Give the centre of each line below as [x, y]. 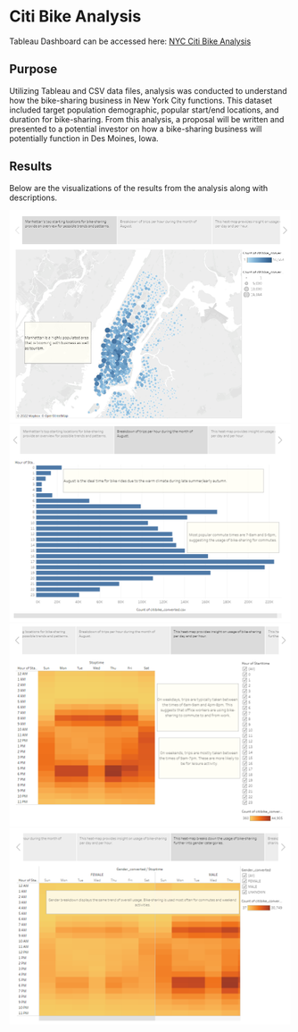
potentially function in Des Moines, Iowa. [84, 138]
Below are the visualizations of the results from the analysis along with [139, 188]
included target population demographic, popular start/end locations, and [144, 110]
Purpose [33, 69]
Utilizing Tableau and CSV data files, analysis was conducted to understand [148, 90]
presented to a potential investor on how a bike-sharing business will [136, 129]
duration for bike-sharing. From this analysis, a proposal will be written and [147, 119]
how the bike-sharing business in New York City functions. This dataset [141, 100]
